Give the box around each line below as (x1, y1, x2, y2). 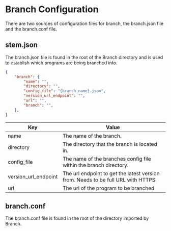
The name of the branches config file (63, 155, 151, 162)
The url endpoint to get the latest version (63, 170, 160, 177)
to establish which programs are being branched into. (5, 60, 118, 66)
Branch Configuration (5, 4, 99, 15)
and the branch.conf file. (5, 25, 57, 32)
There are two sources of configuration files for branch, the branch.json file (5, 20, 164, 27)
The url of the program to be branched (63, 185, 155, 192)
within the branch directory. (63, 162, 129, 169)
